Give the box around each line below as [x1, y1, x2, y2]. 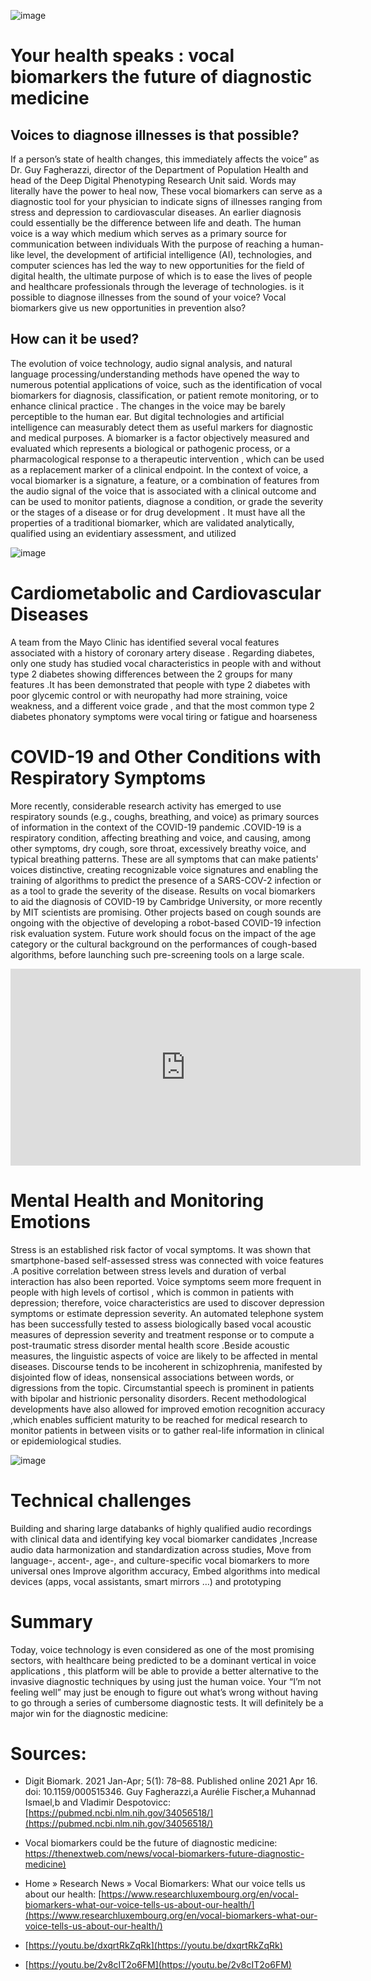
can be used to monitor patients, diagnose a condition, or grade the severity [10, 495, 324, 507]
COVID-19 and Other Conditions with [10, 745, 322, 768]
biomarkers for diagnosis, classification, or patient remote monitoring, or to [10, 389, 320, 401]
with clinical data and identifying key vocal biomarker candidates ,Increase [10, 1533, 318, 1545]
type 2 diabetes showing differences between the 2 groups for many [10, 668, 293, 680]
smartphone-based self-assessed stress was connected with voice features [10, 1254, 324, 1266]
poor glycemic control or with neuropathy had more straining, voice [10, 689, 288, 701]
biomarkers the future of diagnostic [10, 66, 313, 89]
